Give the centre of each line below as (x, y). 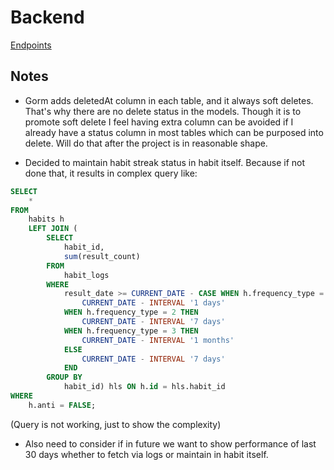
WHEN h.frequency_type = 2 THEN (131, 312)
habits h (46, 219)
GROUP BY (64, 377)
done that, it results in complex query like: (111, 173)
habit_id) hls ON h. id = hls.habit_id (144, 387)
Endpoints (31, 45)
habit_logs (86, 275)
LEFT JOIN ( (53, 229)
